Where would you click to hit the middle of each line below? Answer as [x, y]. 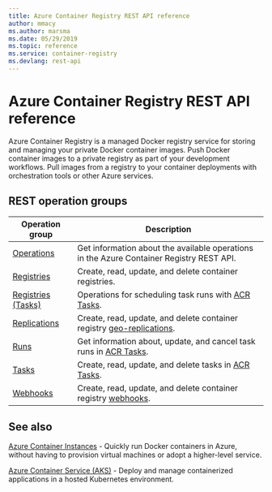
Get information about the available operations [165, 248]
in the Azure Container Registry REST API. [157, 258]
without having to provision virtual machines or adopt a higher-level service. [135, 455]
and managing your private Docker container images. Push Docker [119, 149]
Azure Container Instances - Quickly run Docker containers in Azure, [123, 447]
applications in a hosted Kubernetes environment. [91, 479]
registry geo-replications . [126, 328]
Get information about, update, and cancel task [167, 341]
